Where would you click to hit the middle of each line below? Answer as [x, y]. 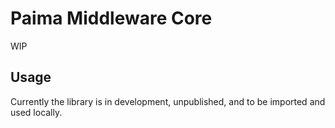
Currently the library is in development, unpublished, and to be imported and [168, 101]
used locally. [36, 112]
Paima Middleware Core [111, 18]
